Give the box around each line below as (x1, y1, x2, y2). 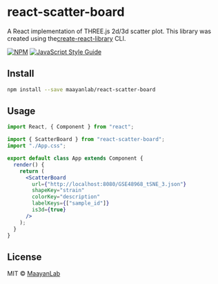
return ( (19, 167, 45, 175)
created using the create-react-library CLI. (7, 34, 126, 42)
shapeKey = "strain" (32, 187, 85, 194)
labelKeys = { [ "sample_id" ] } (32, 200, 110, 207)
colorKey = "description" (32, 193, 100, 200)
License (7, 251, 42, 263)
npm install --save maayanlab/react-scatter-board (7, 86, 156, 93)
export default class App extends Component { (7, 155, 143, 162)
